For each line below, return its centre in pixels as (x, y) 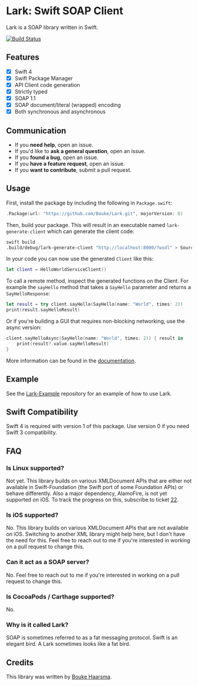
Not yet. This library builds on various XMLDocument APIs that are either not (99, 481)
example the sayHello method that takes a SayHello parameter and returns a (99, 287)
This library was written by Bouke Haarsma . (59, 677)
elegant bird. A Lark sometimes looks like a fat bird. (68, 644)
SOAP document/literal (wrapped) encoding (68, 105)
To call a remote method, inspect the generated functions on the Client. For (97, 281)
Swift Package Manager (44, 78)
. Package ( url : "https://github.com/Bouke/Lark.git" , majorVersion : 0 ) (95, 213)
